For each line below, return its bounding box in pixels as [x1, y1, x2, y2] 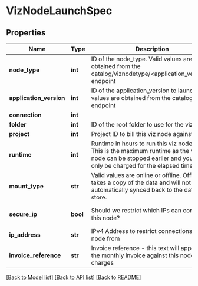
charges [91, 259, 114, 267]
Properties [6, 28, 46, 38]
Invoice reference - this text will [91, 244, 180, 252]
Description [135, 45, 169, 53]
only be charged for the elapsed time [91, 162, 193, 169]
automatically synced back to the [91, 186, 183, 194]
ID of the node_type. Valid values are [91, 55, 193, 63]
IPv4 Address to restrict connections [91, 227, 193, 235]
